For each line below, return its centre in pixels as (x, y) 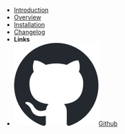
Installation (29, 25)
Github (108, 123)
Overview (27, 17)
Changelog (29, 32)
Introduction (31, 10)
